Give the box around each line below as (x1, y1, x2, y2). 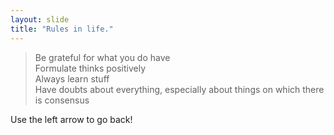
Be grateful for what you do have (34, 51, 171, 63)
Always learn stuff (34, 72, 110, 85)
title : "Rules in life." (10, 24, 114, 34)
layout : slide (10, 14, 70, 25)
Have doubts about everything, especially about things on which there (34, 83, 325, 95)
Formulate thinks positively (34, 62, 147, 74)
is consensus (34, 94, 90, 106)
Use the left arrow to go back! (10, 113, 133, 125)
